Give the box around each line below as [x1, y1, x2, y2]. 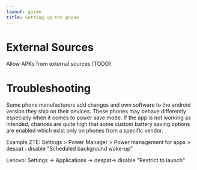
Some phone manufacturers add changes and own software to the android [6, 101, 191, 109]
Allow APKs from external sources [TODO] [6, 60, 111, 68]
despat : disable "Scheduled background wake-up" [6, 145, 133, 153]
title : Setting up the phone [6, 14, 79, 20]
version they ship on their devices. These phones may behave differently [6, 108, 186, 115]
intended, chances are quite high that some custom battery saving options [6, 121, 190, 128]
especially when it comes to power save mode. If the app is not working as [6, 114, 191, 121]
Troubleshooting [6, 81, 91, 95]
